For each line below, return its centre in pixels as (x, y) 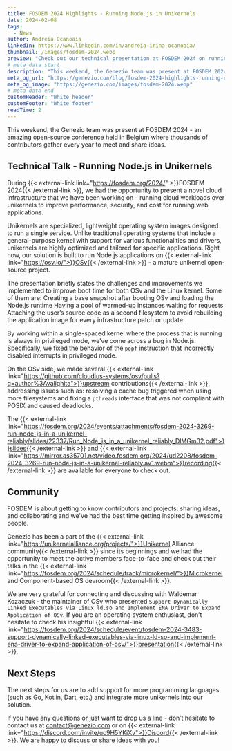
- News (23, 33)
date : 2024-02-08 (32, 20)
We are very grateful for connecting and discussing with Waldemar (102, 594)
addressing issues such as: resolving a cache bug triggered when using (109, 391)
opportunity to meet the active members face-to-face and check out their (112, 559)
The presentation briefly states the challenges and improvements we (105, 283)
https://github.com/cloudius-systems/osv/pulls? (92, 376)
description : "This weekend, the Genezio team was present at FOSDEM (109, 71)
